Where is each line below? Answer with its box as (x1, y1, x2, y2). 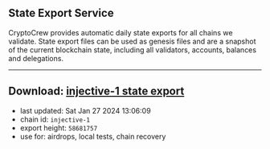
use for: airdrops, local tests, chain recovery (19, 131, 166, 141)
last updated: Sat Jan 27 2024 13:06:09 (19, 106, 151, 115)
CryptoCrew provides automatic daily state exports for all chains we (8, 27, 233, 37)
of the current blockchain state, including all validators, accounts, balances (8, 44, 257, 55)
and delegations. (8, 53, 64, 63)
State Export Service (8, 6, 114, 20)
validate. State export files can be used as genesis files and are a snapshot (8, 36, 256, 46)
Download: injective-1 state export (8, 85, 185, 98)
